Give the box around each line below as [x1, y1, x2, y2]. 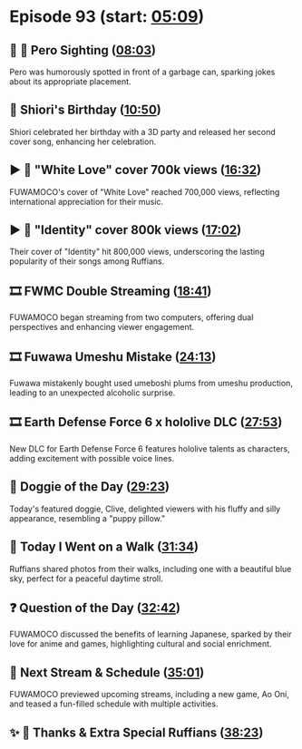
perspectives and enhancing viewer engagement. [9, 322, 195, 333]
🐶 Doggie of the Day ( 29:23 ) [9, 479, 170, 495]
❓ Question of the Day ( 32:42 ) [9, 600, 181, 616]
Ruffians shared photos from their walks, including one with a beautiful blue [9, 563, 292, 574]
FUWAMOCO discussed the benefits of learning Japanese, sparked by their [9, 628, 292, 640]
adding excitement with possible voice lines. [9, 452, 175, 463]
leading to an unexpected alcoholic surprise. [9, 387, 176, 398]
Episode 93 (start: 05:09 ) [9, 6, 205, 27]
